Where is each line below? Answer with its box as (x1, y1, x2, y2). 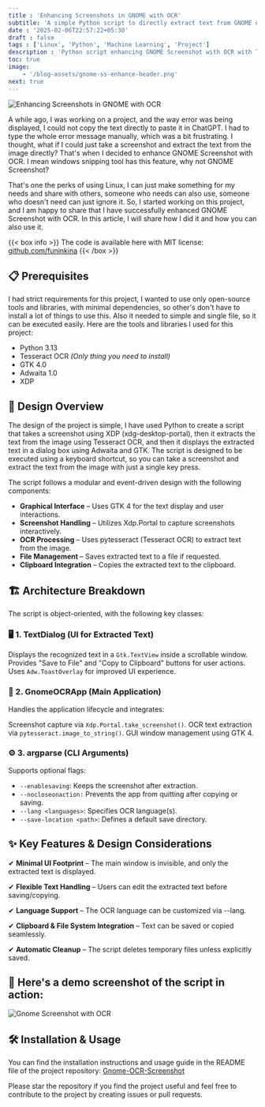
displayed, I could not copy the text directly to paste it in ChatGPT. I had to (8, 123, 250, 133)
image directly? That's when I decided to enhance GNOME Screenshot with (8, 148, 254, 158)
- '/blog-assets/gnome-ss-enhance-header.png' (22, 70, 178, 78)
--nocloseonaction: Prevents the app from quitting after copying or (19, 789, 238, 798)
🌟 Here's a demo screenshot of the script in (8, 976, 225, 989)
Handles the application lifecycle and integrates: (8, 704, 165, 714)
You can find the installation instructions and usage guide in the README (8, 1058, 246, 1068)
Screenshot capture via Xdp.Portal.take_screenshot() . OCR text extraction (8, 720, 252, 729)
